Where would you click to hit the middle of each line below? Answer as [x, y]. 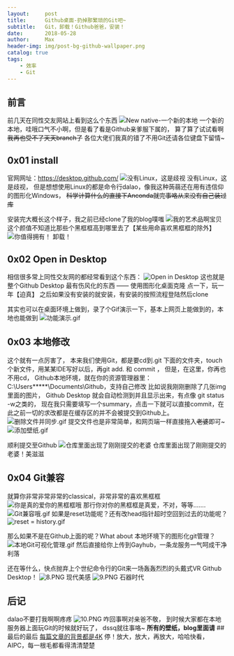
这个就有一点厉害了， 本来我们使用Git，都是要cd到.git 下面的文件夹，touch [115, 360]
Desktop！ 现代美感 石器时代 [76, 577]
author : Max [31, 40]
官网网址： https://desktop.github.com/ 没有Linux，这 [117, 178]
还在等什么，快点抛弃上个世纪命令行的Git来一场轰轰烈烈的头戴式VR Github [115, 568]
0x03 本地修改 [39, 342]
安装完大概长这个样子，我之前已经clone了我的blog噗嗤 [86, 219]
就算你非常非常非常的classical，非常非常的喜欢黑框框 [84, 496]
